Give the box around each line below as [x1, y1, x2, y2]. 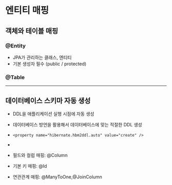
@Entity [5, 42, 26, 49]
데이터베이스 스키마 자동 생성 [5, 96, 91, 105]
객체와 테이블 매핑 [5, 27, 58, 35]
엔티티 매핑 [5, 5, 49, 16]
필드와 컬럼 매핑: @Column [12, 152, 68, 158]
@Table [5, 73, 25, 81]
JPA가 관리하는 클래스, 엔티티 [12, 54, 72, 60]
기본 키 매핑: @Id [12, 163, 47, 169]
